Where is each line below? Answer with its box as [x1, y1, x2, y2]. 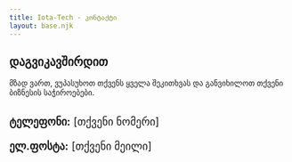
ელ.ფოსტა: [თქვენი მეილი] [9, 139, 152, 153]
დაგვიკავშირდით [9, 54, 109, 69]
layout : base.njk [9, 21, 74, 30]
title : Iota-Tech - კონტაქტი [9, 12, 118, 22]
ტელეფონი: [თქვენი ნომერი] [9, 115, 160, 129]
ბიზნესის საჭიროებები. [9, 87, 95, 98]
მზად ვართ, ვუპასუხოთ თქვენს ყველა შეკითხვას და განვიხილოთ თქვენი [9, 77, 284, 89]
